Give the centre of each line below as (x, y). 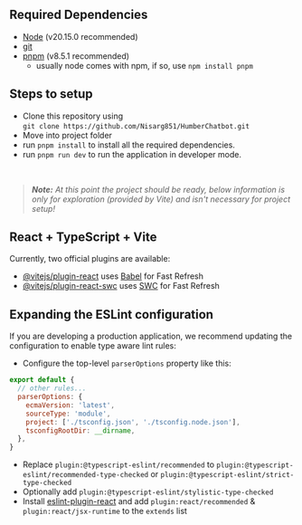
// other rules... (52, 388)
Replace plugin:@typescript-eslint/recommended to (118, 464)
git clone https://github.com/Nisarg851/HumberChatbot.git (136, 126)
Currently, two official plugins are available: (90, 259)
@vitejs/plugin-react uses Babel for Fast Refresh (113, 276)
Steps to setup (51, 94)
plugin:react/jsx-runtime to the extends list (105, 511)
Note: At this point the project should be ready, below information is (158, 189)
